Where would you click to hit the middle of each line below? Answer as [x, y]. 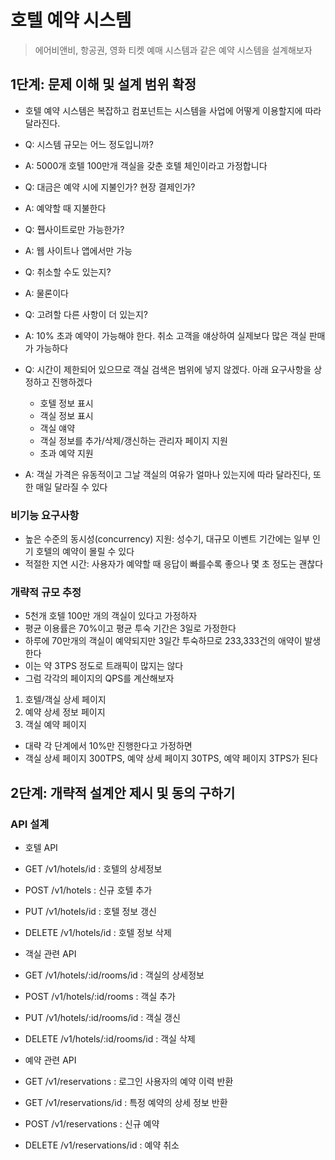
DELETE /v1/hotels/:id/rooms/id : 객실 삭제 [110, 1039]
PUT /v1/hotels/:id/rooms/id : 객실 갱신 [102, 1018]
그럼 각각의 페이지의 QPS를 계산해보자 [99, 678]
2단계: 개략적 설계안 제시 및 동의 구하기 [123, 792]
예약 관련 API [50, 1060]
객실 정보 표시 [66, 415]
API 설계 [30, 824]
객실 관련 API [50, 954]
